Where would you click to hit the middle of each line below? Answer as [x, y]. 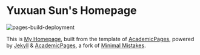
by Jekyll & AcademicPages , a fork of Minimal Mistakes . [76, 45]
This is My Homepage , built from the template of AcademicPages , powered [100, 39]
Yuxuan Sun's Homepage [72, 11]
